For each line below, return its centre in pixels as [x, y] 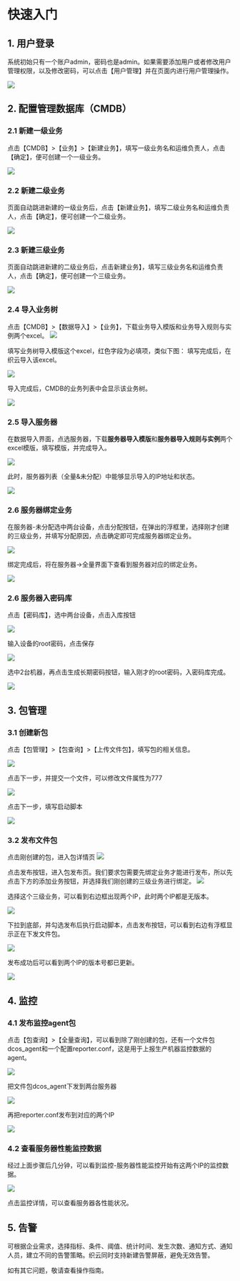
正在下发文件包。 [39, 934]
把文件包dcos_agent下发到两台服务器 [62, 1087]
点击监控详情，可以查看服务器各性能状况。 [70, 1203]
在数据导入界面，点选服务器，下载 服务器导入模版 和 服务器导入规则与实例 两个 [120, 439]
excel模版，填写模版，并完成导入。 [59, 447]
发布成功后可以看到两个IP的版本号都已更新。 [73, 963]
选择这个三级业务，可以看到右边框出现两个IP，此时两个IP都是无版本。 [110, 896]
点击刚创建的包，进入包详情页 [51, 857]
